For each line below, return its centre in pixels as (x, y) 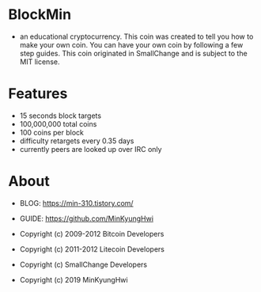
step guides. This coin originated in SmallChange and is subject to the (133, 53)
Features (38, 94)
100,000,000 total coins (58, 123)
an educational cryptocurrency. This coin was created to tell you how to (136, 36)
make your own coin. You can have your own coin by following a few (131, 44)
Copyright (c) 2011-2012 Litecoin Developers (92, 249)
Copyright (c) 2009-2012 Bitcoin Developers (92, 233)
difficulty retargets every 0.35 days (77, 141)
